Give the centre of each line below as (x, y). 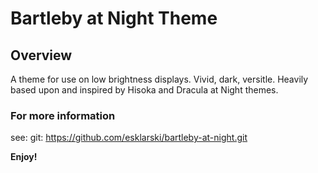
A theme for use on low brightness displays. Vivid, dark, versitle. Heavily (159, 79)
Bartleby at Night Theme (114, 18)
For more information (63, 115)
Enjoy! (24, 157)
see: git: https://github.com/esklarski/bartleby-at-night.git (129, 138)
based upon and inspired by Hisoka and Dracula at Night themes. (144, 90)
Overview (41, 55)
